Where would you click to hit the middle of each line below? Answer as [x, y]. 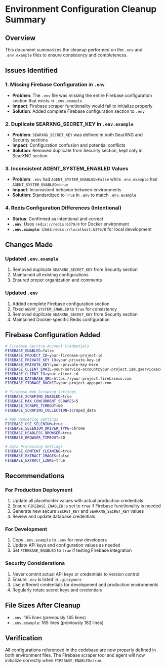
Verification [24, 638]
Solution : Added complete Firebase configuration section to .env [78, 111]
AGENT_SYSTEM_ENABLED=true [40, 185]
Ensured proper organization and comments [57, 280]
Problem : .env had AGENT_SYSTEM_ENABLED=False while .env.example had [85, 179]
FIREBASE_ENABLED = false [30, 351]
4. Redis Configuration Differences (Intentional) [63, 208]
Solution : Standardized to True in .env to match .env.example [74, 195]
